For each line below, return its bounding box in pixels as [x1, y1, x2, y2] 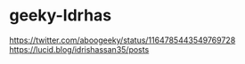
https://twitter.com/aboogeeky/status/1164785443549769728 [9, 35, 236, 45]
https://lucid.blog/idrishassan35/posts [9, 44, 150, 54]
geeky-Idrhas [9, 5, 112, 26]
